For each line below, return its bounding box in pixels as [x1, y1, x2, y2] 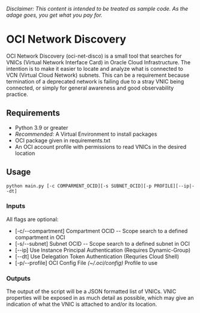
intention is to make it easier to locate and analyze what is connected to [6, 65, 183, 72]
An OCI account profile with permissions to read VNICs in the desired [14, 143, 187, 150]
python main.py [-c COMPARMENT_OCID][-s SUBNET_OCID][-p [6, 183, 152, 189]
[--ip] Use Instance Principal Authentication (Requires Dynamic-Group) [14, 246, 191, 254]
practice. [6, 90, 28, 98]
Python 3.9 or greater [14, 124, 68, 131]
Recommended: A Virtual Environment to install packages [14, 130, 157, 138]
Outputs [6, 274, 31, 282]
